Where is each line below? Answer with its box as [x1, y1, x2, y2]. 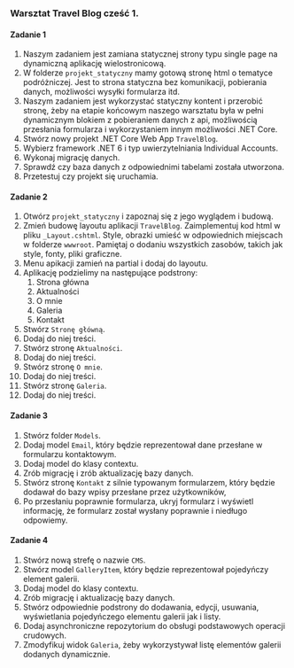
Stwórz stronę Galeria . [22, 380, 107, 392]
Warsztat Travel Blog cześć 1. [10, 7, 140, 19]
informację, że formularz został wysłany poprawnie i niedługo [22, 505, 248, 516]
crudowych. [22, 630, 67, 641]
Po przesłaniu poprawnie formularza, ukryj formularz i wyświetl [22, 495, 254, 507]
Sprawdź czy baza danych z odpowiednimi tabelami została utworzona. [22, 162, 284, 173]
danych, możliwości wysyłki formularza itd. [22, 87, 181, 97]
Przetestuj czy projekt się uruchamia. [22, 171, 159, 182]
